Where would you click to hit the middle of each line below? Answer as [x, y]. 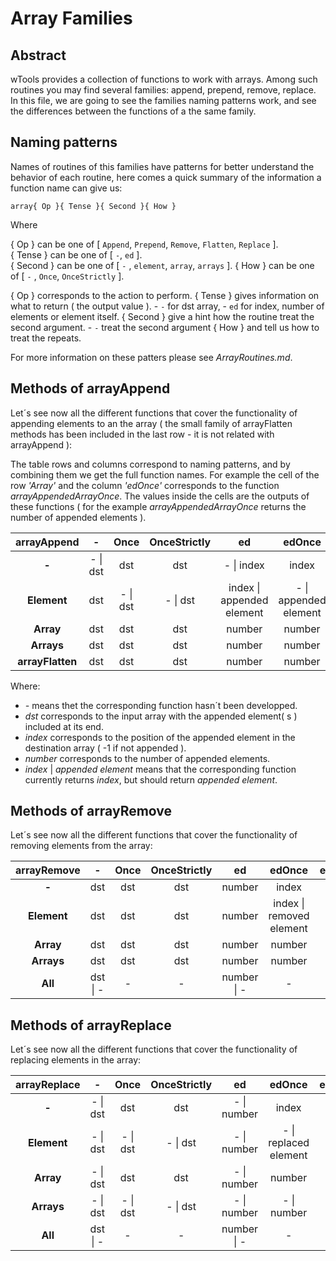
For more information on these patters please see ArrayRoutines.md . [151, 357]
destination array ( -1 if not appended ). [105, 748]
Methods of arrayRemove [91, 811]
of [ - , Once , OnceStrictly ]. [67, 276]
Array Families [71, 18]
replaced [289, 1143]
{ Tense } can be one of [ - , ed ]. [76, 254]
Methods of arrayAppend [90, 388]
